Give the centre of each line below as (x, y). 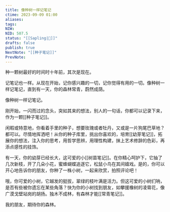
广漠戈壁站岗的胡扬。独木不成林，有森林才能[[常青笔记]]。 (66, 194)
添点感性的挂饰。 (23, 147)
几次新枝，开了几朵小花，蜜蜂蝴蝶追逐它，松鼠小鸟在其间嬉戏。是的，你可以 (85, 164)
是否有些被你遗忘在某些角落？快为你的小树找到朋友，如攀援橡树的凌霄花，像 (85, 188)
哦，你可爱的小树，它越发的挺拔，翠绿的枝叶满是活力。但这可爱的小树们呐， (85, 181)
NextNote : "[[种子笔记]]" (31, 52)
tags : (11, 24)
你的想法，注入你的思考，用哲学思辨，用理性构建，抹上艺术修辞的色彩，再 (87, 140)
